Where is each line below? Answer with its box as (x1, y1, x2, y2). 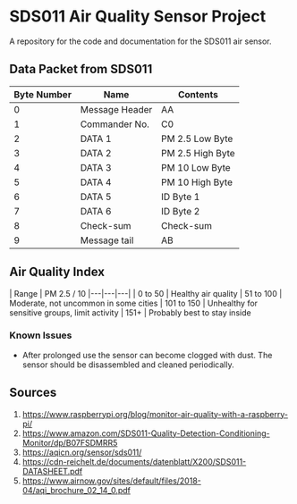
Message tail (80, 234, 134, 247)
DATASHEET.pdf (21, 466, 83, 476)
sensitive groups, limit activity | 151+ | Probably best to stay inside (9, 307, 252, 318)
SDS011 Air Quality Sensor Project (9, 6, 267, 27)
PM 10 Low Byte (160, 161, 231, 173)
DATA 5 (80, 190, 112, 203)
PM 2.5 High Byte (160, 147, 235, 159)
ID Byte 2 (160, 205, 200, 217)
